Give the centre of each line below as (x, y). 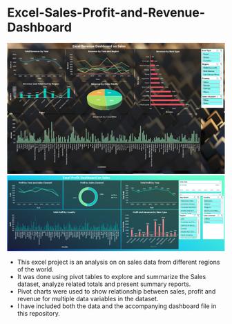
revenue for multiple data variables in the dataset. (88, 299)
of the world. (35, 269)
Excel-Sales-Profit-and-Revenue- (106, 13)
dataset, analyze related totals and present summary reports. (104, 284)
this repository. (38, 314)
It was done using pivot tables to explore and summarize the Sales (112, 277)
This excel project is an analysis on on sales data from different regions (118, 262)
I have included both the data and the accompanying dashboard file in (117, 306)
